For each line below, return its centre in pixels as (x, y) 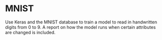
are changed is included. (30, 32)
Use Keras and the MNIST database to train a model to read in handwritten (81, 22)
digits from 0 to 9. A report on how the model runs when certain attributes (81, 27)
